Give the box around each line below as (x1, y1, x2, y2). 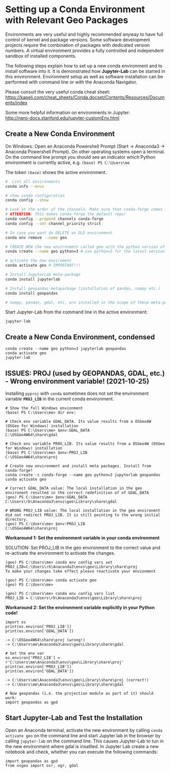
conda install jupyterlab (5, 276, 60, 282)
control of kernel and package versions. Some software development (5, 37, 150, 43)
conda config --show (5, 197, 49, 203)
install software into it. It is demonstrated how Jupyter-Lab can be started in (5, 68, 165, 74)
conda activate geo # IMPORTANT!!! (5, 263, 81, 268)
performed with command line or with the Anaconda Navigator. (5, 79, 137, 85)
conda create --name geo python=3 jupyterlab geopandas (5, 346, 126, 352)
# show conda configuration (5, 193, 65, 198)
